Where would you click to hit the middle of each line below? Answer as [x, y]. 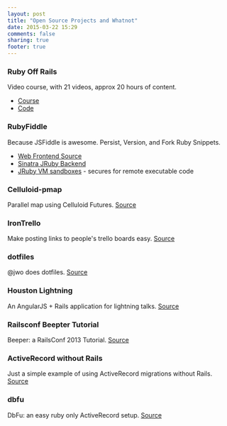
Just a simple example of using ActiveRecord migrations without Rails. [110, 374]
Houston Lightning [40, 291]
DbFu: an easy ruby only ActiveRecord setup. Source [84, 415]
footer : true [27, 47]
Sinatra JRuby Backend [52, 163]
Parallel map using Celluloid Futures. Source [72, 204]
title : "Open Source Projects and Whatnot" [73, 21]
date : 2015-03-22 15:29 [43, 27]
